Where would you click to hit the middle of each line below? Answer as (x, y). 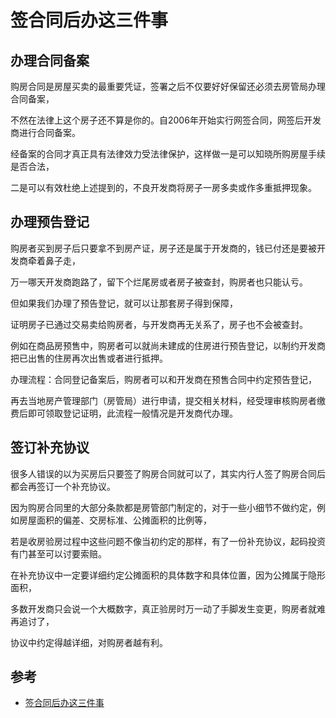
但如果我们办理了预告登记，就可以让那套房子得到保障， (124, 303)
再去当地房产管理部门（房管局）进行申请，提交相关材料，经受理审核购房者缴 (168, 400)
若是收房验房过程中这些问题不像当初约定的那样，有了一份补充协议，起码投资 (168, 541)
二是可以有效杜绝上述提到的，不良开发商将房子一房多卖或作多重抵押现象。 (163, 187)
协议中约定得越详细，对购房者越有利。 (89, 642)
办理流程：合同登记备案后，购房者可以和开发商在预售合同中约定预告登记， (163, 379)
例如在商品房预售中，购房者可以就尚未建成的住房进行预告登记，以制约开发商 (168, 345)
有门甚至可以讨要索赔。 (58, 553)
